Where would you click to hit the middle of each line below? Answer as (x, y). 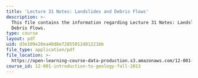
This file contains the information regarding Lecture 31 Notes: (93, 22)
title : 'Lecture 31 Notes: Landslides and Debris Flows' (77, 11)
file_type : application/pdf (41, 50)
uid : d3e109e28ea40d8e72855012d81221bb (55, 45)
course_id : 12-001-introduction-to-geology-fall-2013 (74, 66)
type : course (22, 33)
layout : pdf (21, 39)
